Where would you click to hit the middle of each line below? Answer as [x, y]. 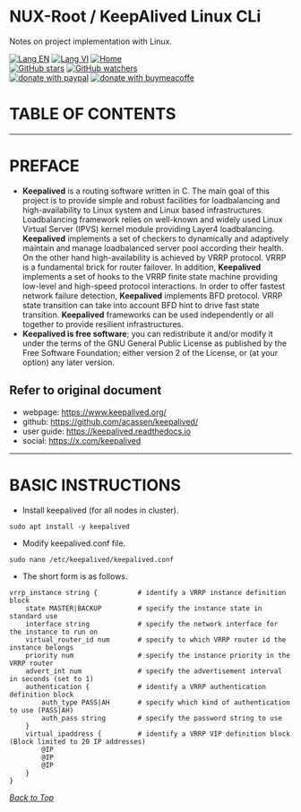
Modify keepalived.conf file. [74, 543]
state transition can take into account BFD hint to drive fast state [141, 305]
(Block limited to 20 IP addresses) [77, 741]
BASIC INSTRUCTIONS [95, 485]
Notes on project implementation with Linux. [91, 41]
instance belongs [42, 647]
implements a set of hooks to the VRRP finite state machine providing [150, 276]
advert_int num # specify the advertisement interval [154, 671]
